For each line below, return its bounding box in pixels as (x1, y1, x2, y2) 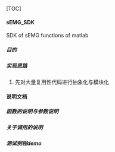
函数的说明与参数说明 (6, 107, 58, 115)
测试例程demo (6, 140, 42, 147)
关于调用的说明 (6, 124, 43, 131)
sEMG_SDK (6, 18, 35, 26)
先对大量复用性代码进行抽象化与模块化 (14, 78, 109, 85)
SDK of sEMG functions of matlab (6, 32, 89, 39)
